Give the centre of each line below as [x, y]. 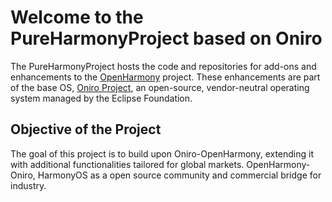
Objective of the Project [86, 129]
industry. [28, 185]
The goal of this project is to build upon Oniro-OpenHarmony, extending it [162, 153]
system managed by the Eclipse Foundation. [101, 98]
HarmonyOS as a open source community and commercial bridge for [179, 175]
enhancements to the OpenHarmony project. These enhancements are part [165, 77]
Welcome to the [77, 17]
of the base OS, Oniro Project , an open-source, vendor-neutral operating [160, 87]
